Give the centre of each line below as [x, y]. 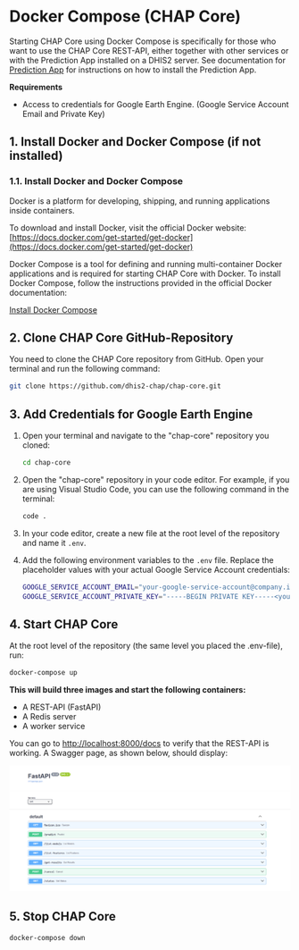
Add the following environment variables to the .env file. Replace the [148, 559]
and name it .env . [54, 542]
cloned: [36, 445]
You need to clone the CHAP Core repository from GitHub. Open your [137, 359]
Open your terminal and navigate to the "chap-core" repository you [145, 436]
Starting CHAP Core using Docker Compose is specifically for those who [143, 41]
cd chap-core [46, 463]
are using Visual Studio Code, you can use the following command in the [156, 489]
